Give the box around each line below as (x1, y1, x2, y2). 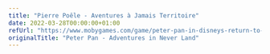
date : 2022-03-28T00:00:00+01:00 (8, 19, 121, 27)
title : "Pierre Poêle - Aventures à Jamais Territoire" (8, 11, 199, 20)
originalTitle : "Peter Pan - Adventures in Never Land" (8, 33, 199, 42)
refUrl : (8, 26, 35, 34)
